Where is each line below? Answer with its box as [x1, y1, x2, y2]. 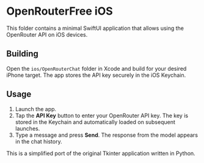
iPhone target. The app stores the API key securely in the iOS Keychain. [6, 71, 186, 79]
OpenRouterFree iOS [6, 4, 113, 18]
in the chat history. [15, 137, 62, 145]
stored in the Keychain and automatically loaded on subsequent [15, 118, 176, 126]
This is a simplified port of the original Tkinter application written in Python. [6, 150, 195, 157]
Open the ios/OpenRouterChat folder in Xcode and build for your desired [6, 65, 187, 72]
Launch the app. [15, 105, 57, 112]
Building [6, 49, 38, 59]
